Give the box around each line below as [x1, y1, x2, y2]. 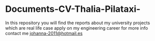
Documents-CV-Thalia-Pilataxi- [5, 3, 140, 15]
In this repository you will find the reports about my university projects [5, 20, 150, 26]
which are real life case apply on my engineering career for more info [5, 25, 148, 31]
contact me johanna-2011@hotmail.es [5, 30, 83, 36]
